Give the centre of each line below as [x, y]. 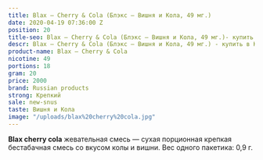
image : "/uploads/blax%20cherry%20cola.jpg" [82, 117]
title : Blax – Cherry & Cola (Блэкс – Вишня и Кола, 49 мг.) [110, 15]
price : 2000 [27, 80]
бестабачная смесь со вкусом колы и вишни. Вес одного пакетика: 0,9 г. [130, 147]
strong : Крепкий [34, 95]
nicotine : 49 [29, 59]
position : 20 [29, 30]
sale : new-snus [33, 102]
